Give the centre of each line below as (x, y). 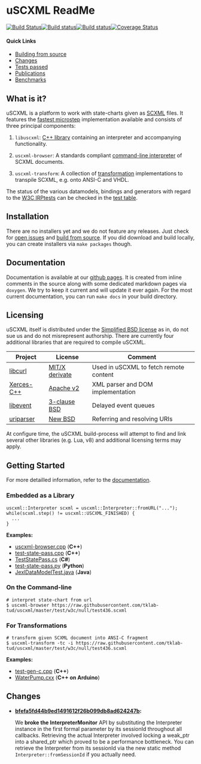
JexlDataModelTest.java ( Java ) (53, 572)
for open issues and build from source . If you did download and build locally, (100, 237)
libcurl (18, 371)
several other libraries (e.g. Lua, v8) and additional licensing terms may (94, 440)
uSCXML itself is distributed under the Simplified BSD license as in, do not (98, 329)
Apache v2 (64, 388)
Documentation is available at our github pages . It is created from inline (94, 277)
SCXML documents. (39, 161)
